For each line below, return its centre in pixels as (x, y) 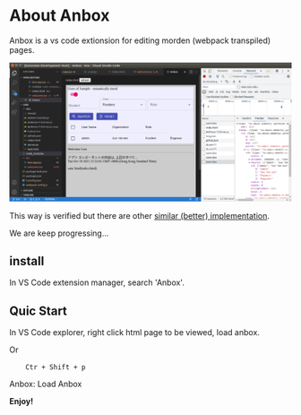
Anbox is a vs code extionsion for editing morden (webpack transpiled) (140, 40)
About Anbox (60, 16)
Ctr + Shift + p (56, 367)
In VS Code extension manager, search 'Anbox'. (97, 282)
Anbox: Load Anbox (46, 384)
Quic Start (38, 311)
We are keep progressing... (59, 233)
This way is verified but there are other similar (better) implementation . (140, 215)
